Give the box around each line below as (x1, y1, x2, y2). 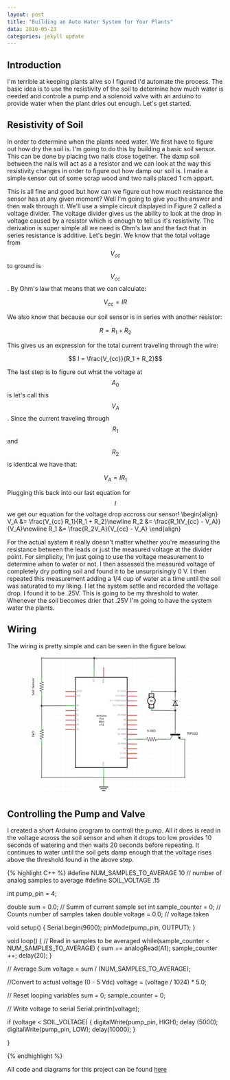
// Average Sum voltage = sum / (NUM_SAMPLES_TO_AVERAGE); (7, 965, 191, 973)
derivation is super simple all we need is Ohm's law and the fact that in (7, 223, 207, 232)
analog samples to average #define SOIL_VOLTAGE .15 (7, 877, 160, 885)
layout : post (7, 11, 45, 18)
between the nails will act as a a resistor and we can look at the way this (7, 159, 211, 168)
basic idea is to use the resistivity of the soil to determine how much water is (7, 85, 224, 93)
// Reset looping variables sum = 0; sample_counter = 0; (7, 991, 166, 1000)
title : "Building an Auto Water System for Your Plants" (7, 18, 174, 25)
